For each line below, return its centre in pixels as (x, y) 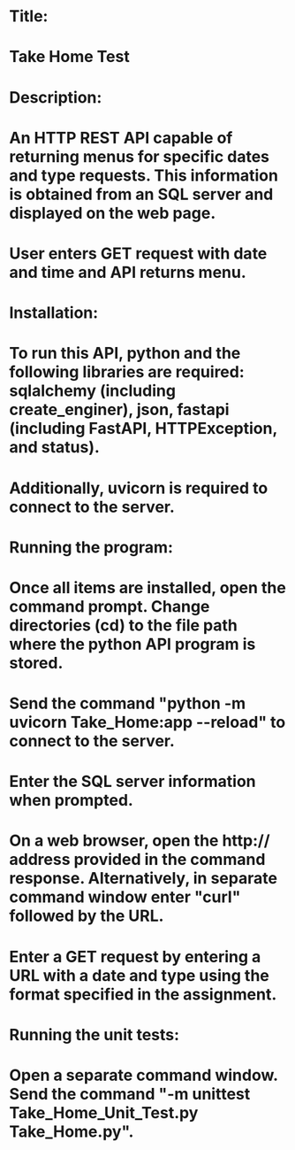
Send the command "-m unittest (130, 1094)
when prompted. (72, 801)
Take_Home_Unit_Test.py (104, 1113)
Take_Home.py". (72, 1131)
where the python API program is (132, 644)
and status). (54, 448)
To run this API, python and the (125, 354)
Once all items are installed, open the (148, 587)
